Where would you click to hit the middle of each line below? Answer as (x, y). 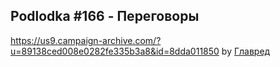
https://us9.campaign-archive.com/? (86, 40)
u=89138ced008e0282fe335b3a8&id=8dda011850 (115, 51)
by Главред (246, 51)
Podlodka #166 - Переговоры (105, 16)
